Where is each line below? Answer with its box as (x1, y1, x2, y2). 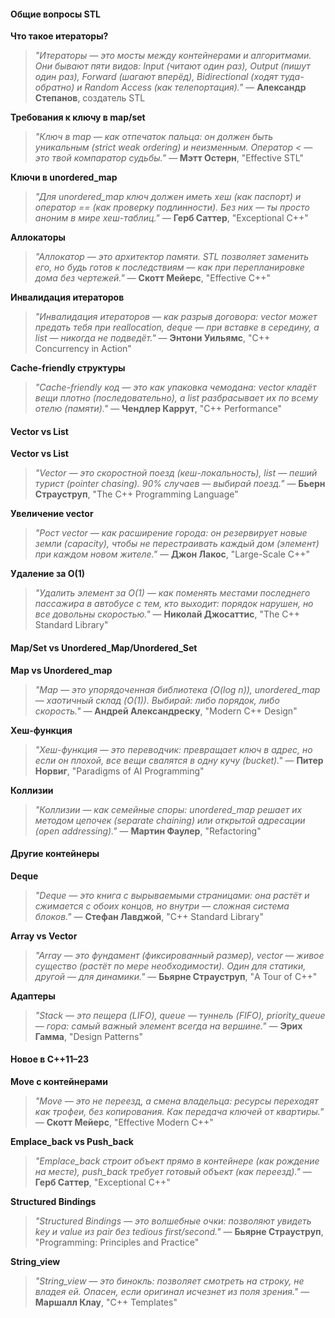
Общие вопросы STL (10, 8, 101, 20)
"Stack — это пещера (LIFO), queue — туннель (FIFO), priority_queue (34, 1009, 326, 1021)
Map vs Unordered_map (10, 664, 113, 676)
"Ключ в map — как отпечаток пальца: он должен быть (34, 131, 274, 143)
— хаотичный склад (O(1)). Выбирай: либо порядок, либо (34, 694, 280, 706)
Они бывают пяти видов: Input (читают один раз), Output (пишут (34, 60, 311, 72)
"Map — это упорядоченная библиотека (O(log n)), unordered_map (34, 683, 321, 695)
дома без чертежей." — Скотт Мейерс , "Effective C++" (34, 272, 272, 284)
